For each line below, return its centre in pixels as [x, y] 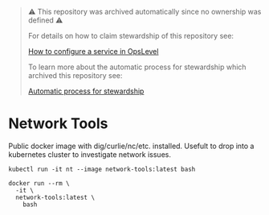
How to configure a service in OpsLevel [93, 51]
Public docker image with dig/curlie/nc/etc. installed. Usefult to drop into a [131, 146]
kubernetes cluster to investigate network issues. [90, 154]
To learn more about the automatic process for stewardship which [137, 67]
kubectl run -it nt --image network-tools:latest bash [102, 169]
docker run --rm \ [39, 183]
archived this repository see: [75, 75]
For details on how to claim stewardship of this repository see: [131, 36]
